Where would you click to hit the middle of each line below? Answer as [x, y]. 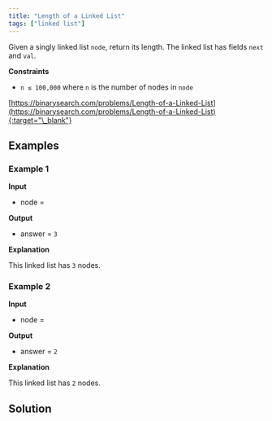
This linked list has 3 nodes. [55, 265]
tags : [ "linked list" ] [47, 24]
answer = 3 [39, 234]
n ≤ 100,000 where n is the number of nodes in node [106, 87]
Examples [34, 145]
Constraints [29, 71]
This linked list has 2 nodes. [55, 383]
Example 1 [29, 169]
